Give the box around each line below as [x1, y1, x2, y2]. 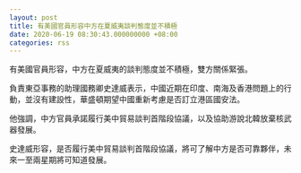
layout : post [9, 13, 58, 22]
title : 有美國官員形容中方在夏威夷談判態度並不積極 [9, 22, 177, 30]
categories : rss [9, 38, 70, 48]
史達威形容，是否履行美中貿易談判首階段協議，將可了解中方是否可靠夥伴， [9, 143, 284, 154]
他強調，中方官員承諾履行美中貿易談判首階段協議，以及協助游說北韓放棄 [9, 113, 276, 124]
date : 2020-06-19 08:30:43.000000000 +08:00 [9, 30, 178, 39]
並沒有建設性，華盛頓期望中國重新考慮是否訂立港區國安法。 [24, 94, 245, 105]
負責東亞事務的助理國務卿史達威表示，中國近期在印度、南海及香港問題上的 [9, 82, 284, 94]
